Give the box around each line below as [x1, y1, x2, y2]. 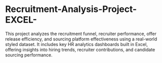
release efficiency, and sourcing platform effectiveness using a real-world [5, 36, 157, 42]
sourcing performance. [5, 51, 52, 58]
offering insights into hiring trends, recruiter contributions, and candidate [5, 46, 155, 52]
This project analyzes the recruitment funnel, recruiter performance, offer [5, 30, 156, 36]
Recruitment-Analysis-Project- [5, 3, 137, 15]
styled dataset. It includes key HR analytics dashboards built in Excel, [5, 41, 148, 47]
